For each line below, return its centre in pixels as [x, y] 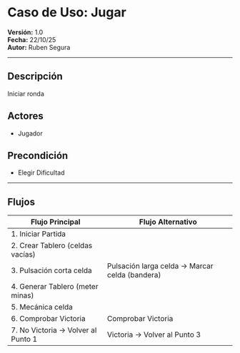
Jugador [30, 133]
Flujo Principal [56, 222]
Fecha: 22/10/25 [32, 39]
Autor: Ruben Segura [39, 47]
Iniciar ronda [26, 93]
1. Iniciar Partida [39, 234]
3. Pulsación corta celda [52, 270]
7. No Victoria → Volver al [54, 330]
